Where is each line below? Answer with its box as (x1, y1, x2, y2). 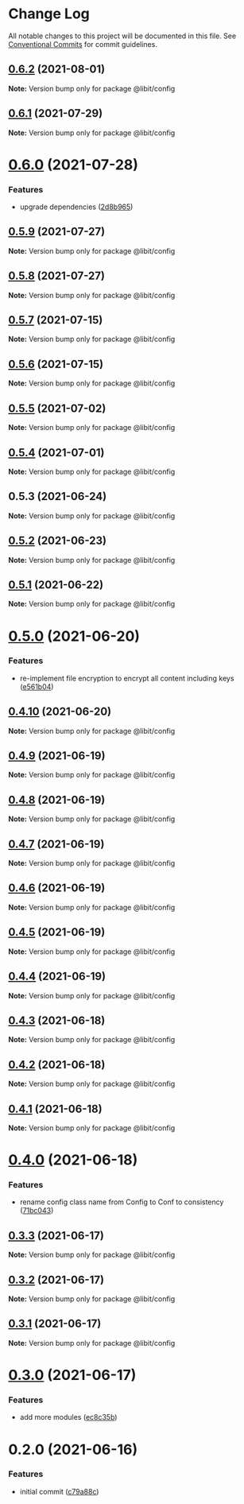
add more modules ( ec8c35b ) (19, 1413, 118, 1422)
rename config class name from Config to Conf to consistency (19, 1197, 224, 1207)
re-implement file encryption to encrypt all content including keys (19, 673, 234, 683)
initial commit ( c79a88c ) (19, 1487, 99, 1496)
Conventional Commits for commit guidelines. (8, 39, 157, 48)
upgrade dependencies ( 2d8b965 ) (19, 202, 134, 211)
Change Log (8, 5, 90, 23)
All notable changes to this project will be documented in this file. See (8, 31, 237, 41)
